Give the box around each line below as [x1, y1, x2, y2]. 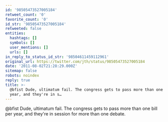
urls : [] [10, 49, 28, 54]
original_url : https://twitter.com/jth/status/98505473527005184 [5, 59, 145, 64]
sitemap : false [5, 69, 37, 74]
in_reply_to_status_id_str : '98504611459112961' [5, 54, 109, 59]
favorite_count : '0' [5, 17, 49, 22]
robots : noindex [5, 73, 39, 78]
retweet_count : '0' [5, 12, 46, 17]
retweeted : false [5, 26, 42, 31]
